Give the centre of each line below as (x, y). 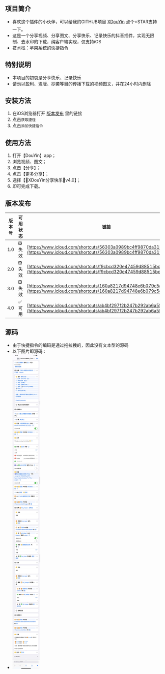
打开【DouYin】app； (34, 155)
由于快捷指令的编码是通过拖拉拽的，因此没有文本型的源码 (70, 345)
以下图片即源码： (29, 351)
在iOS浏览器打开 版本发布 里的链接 (47, 113)
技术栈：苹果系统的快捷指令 (40, 48)
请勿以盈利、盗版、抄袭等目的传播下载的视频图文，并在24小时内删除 (82, 84)
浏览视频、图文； (29, 162)
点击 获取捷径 (24, 120)
